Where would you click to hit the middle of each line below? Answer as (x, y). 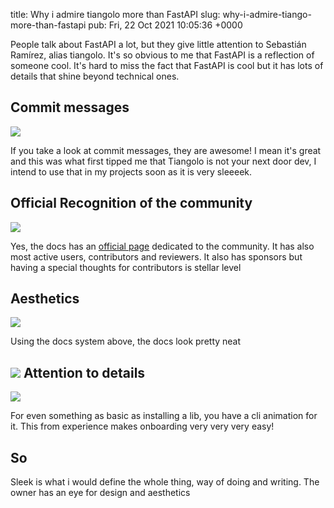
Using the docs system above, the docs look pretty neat (126, 341)
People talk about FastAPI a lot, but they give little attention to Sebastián (158, 44)
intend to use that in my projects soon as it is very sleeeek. (131, 171)
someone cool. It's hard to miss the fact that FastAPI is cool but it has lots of (167, 65)
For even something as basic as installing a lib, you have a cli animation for (164, 416)
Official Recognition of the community (131, 203)
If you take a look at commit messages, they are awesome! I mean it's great (166, 150)
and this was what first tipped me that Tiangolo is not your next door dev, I (163, 161)
